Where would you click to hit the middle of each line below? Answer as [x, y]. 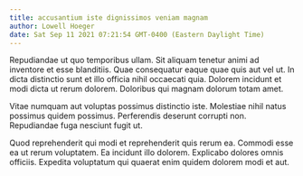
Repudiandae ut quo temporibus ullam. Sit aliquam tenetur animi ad [134, 60]
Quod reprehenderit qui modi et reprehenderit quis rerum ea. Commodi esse [151, 143]
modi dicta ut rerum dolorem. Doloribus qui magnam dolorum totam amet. [147, 89]
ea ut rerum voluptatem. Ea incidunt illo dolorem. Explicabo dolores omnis [147, 153]
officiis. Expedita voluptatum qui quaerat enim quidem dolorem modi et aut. [149, 162]
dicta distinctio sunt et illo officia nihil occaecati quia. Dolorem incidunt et [146, 79]
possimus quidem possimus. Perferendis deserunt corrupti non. [128, 116]
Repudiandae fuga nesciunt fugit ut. [76, 125]
